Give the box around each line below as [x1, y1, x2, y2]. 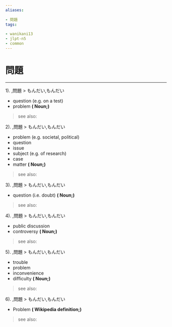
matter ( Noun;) [12, 161, 46, 167]
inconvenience [12, 270, 44, 276]
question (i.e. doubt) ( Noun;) [12, 192, 75, 198]
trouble [12, 259, 28, 265]
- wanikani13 [5, 31, 33, 36]
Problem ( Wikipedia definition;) [12, 306, 82, 312]
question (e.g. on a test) [12, 98, 63, 104]
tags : [5, 22, 17, 27]
